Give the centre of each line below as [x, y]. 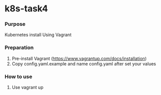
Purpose [15, 24]
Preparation [19, 47]
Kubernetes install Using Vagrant [38, 35]
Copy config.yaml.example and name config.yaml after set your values [84, 64]
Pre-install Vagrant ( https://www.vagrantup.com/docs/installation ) [79, 58]
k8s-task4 [26, 9]
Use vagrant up [27, 88]
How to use [19, 76]
